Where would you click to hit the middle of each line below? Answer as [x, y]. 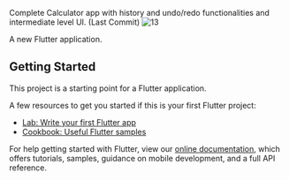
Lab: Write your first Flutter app [79, 122]
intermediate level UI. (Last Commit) [75, 22]
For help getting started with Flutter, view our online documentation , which [145, 148]
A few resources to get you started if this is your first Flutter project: [133, 105]
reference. [28, 168]
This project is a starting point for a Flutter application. [108, 88]
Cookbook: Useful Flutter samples [84, 131]
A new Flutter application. [56, 39]
